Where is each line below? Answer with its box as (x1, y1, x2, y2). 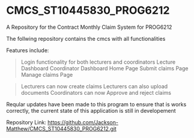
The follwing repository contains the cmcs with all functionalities (6, 35, 166, 42)
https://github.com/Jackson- (47, 118, 119, 126)
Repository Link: (6, 118, 47, 126)
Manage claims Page (20, 71, 73, 78)
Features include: (6, 46, 49, 54)
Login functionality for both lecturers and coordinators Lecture (20, 58, 176, 65)
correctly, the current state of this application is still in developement (6, 107, 176, 114)
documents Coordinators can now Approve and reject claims (20, 89, 171, 96)
